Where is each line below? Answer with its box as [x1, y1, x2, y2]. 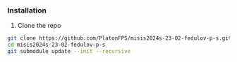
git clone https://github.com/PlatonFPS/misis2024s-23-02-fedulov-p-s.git [7, 35, 232, 42]
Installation [7, 6, 47, 15]
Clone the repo [17, 22, 61, 30]
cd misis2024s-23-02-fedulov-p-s [7, 41, 106, 49]
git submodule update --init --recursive [7, 48, 131, 55]
